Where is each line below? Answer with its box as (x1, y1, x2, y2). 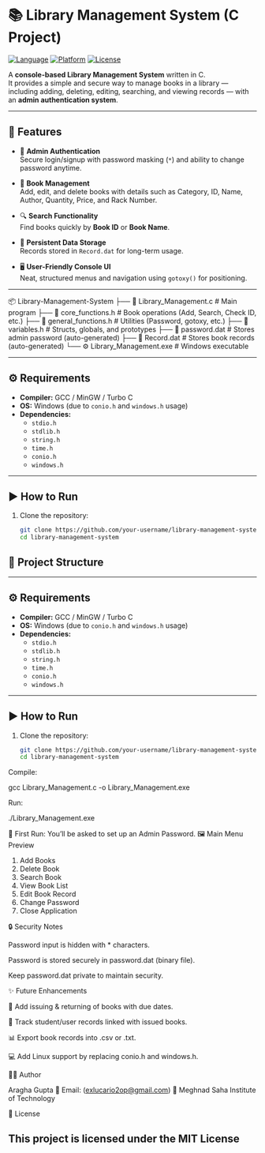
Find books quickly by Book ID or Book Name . (19, 222, 170, 231)
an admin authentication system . (8, 95, 118, 104)
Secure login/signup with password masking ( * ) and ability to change (19, 155, 244, 164)
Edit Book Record (19, 889, 77, 899)
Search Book (19, 873, 62, 882)
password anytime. (19, 163, 82, 172)
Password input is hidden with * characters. (8, 941, 150, 950)
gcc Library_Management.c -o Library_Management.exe (8, 783, 191, 792)
